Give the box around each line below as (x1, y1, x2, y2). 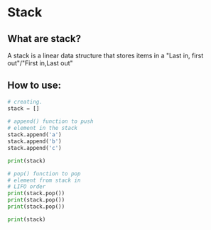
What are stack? (7, 33, 82, 45)
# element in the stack (7, 125, 78, 132)
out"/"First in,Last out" (7, 59, 73, 67)
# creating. (7, 98, 43, 105)
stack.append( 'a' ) (7, 131, 62, 138)
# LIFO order (7, 183, 46, 190)
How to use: (7, 80, 62, 92)
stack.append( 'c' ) (7, 144, 62, 151)
